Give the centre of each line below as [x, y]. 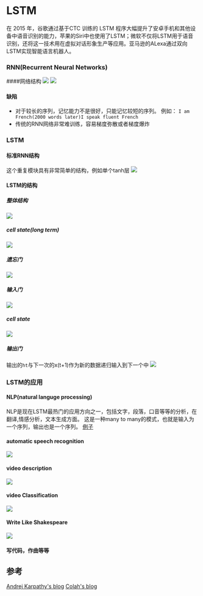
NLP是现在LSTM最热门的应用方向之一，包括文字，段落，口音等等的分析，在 [101, 411]
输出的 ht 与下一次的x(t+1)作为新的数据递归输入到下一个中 [78, 365]
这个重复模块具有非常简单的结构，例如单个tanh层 [68, 170]
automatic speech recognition [45, 441]
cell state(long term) [33, 230]
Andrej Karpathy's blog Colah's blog [52, 586]
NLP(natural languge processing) [49, 397]
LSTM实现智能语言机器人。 [41, 51]
